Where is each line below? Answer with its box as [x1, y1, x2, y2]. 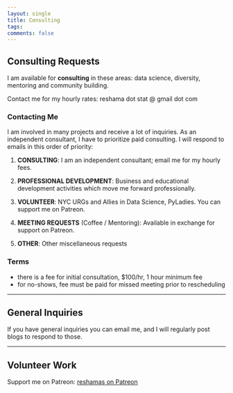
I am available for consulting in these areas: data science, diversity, [7, 74, 201, 82]
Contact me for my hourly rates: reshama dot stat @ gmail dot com [7, 95, 198, 103]
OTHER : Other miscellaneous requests [17, 239, 128, 248]
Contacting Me [7, 112, 59, 122]
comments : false [7, 29, 54, 37]
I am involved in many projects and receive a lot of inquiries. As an [7, 128, 196, 136]
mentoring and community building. [7, 81, 109, 90]
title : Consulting [7, 17, 60, 24]
